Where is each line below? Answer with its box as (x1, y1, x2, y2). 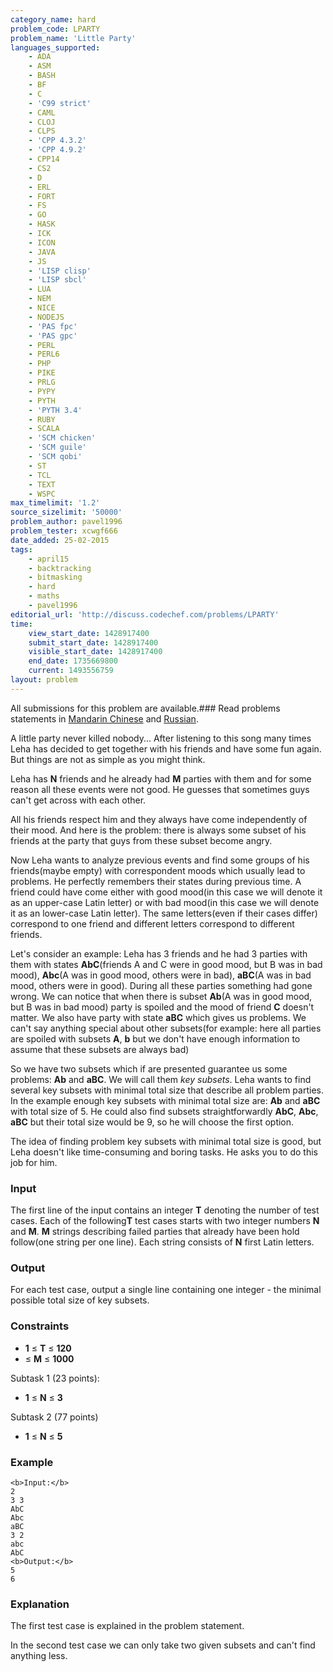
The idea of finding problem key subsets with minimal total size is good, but (10, 1135, 322, 1147)
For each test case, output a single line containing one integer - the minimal (10, 1284, 322, 1296)
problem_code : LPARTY (10, 24, 101, 34)
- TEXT (28, 479, 56, 490)
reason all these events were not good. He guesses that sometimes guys (10, 783, 310, 795)
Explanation (10, 1597, 70, 1611)
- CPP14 (28, 154, 60, 164)
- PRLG (28, 377, 56, 387)
